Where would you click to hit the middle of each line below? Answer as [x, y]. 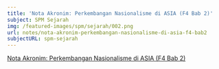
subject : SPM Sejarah [38, 20]
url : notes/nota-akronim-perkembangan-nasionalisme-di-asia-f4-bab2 [107, 32]
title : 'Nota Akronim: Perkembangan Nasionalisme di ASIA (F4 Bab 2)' [110, 13]
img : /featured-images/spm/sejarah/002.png [70, 26]
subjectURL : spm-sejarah [43, 39]
